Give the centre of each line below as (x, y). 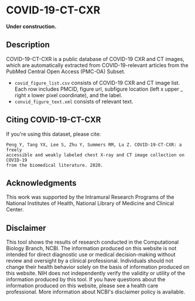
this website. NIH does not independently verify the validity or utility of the (96, 273)
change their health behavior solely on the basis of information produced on (98, 267)
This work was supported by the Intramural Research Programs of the (90, 197)
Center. (15, 210)
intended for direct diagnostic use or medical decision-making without (91, 255)
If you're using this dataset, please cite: (54, 134)
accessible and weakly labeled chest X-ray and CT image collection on (95, 155)
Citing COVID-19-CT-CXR (54, 120)
